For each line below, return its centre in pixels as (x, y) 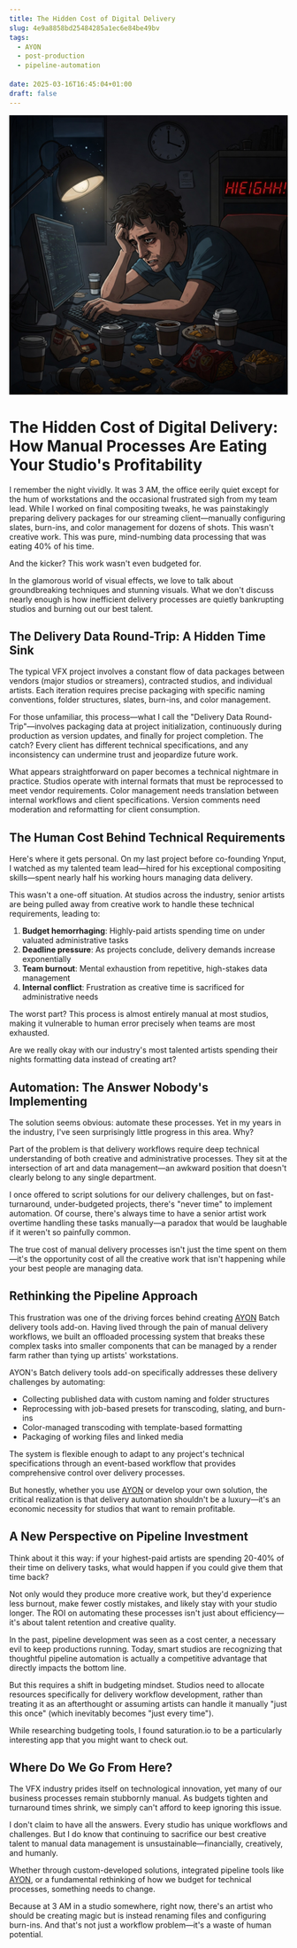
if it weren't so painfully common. (70, 1232)
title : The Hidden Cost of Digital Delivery (92, 19)
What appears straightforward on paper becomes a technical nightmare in (144, 772)
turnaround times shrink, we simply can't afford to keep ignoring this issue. (145, 1808)
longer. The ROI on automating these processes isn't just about (124, 1613)
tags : (19, 37)
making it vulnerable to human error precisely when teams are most (132, 1023)
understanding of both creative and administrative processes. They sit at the (148, 1158)
